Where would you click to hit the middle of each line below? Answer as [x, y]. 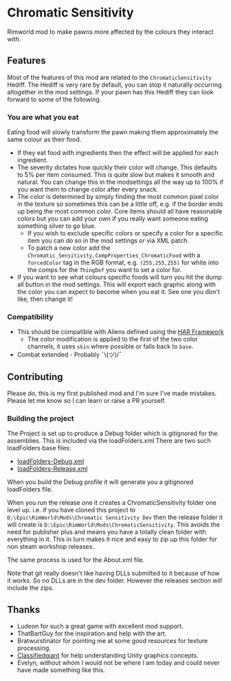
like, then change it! [45, 299]
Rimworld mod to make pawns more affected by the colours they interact [110, 32]
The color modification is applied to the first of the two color [112, 339]
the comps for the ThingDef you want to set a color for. [104, 270]
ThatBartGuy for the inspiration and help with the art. [92, 633]
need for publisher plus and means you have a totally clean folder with [107, 532]
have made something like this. [61, 670]
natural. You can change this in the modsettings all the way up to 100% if [120, 182]
